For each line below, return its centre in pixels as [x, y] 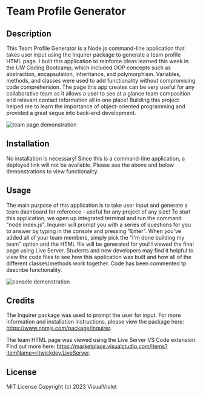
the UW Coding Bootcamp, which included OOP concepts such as [89, 68]
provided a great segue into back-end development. [71, 113]
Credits [21, 301]
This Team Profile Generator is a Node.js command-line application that [95, 48]
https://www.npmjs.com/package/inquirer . [59, 328]
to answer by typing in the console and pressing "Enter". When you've [94, 231]
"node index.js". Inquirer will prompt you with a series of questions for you [99, 224]
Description [29, 34]
